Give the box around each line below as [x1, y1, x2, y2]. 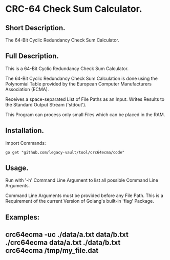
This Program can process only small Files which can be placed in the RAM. [5, 111, 165, 118]
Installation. [5, 126, 45, 135]
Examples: [5, 213, 40, 222]
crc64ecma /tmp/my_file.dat [5, 246, 99, 255]
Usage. [5, 164, 29, 172]
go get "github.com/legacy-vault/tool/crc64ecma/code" [5, 149, 125, 155]
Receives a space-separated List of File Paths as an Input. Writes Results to [5, 96, 165, 102]
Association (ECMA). [5, 86, 49, 92]
